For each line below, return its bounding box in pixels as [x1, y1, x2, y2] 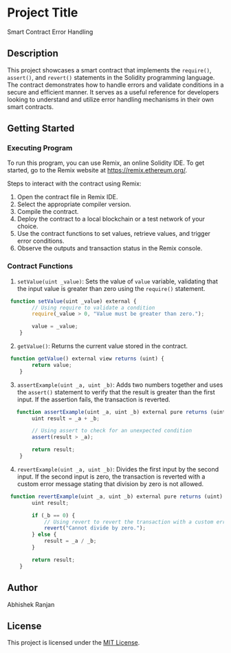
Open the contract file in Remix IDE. [16, 193, 118, 201]
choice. [16, 222, 39, 230]
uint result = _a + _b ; [32, 415, 100, 422]
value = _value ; [32, 323, 78, 330]
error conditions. [16, 237, 65, 245]
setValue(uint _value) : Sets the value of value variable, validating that [16, 277, 219, 285]
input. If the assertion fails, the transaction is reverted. [16, 395, 170, 403]
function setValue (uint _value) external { [10, 298, 137, 305]
